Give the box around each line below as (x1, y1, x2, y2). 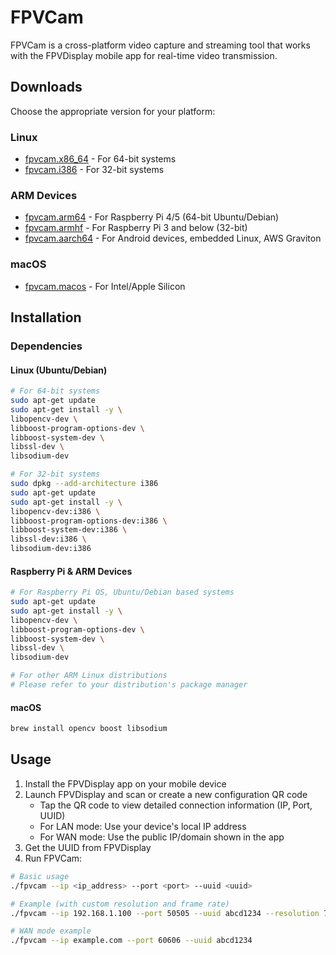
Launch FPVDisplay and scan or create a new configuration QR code (24, 788, 308, 800)
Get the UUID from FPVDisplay (24, 841, 152, 853)
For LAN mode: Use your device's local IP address (39, 820, 247, 832)
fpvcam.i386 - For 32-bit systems (24, 164, 165, 176)
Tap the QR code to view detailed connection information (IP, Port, (39, 799, 313, 811)
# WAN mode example (10, 926, 92, 936)
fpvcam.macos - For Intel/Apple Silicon (24, 280, 186, 292)
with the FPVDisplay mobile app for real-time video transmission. (10, 49, 278, 61)
